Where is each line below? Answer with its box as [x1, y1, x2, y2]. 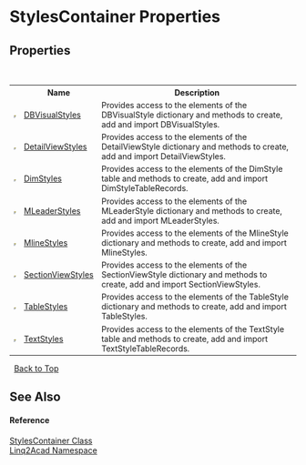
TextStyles [24, 333, 64, 344]
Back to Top [13, 363, 59, 374]
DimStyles [24, 173, 62, 184]
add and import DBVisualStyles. [101, 118, 220, 129]
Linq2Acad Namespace [9, 444, 97, 456]
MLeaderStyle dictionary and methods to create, [101, 205, 282, 216]
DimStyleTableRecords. [101, 183, 189, 194]
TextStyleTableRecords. [101, 343, 190, 354]
